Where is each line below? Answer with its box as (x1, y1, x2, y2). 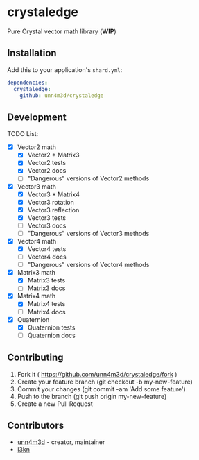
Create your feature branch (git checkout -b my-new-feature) (17, 377, 193, 386)
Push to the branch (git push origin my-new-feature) (17, 392, 167, 400)
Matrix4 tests (27, 300, 66, 308)
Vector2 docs (27, 167, 67, 175)
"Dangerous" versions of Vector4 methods (27, 261, 150, 269)
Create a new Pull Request (17, 400, 94, 408)
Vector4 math (17, 237, 57, 245)
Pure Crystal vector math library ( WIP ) (7, 27, 116, 35)
